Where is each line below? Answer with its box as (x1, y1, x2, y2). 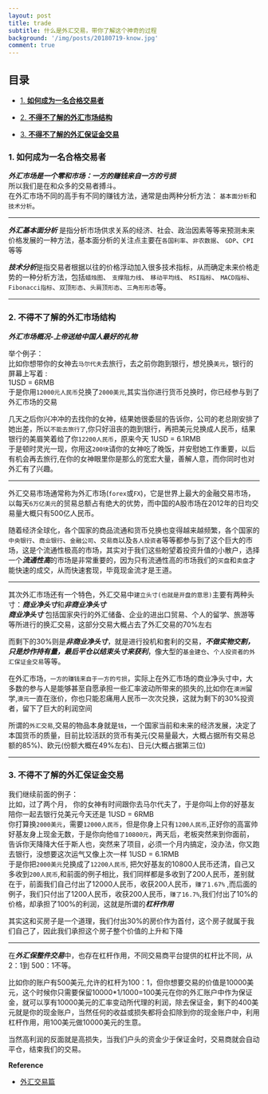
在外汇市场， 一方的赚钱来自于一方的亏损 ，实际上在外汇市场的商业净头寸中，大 (8, 673, 254, 683)
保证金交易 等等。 (14, 656, 65, 666)
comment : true (8, 42, 56, 50)
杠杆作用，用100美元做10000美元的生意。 (8, 1017, 146, 1027)
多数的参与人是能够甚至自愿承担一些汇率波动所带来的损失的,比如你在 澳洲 (8, 684, 246, 693)
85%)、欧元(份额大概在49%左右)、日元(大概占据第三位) (22, 740, 206, 750)
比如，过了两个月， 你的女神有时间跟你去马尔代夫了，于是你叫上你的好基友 (8, 799, 255, 809)
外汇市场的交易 (8, 397, 57, 406)
